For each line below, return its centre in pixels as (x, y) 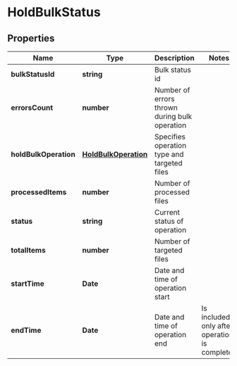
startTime (28, 284)
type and (169, 154)
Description (175, 58)
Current (167, 212)
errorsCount (32, 108)
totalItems (28, 250)
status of (169, 221)
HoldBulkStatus (54, 12)
